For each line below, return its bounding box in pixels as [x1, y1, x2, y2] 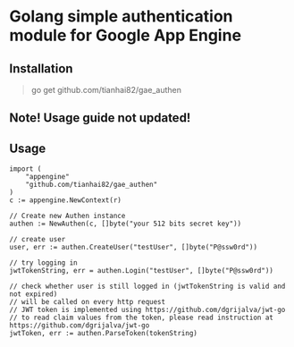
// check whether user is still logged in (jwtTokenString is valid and [9, 282, 286, 292]
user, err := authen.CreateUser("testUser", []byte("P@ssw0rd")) [9, 243, 257, 252]
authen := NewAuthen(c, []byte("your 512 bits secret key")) [9, 219, 242, 229]
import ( [9, 165, 42, 173]
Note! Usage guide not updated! [9, 110, 191, 126]
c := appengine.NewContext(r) [9, 196, 122, 205]
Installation [9, 61, 73, 76]
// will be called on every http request [9, 298, 166, 307]
